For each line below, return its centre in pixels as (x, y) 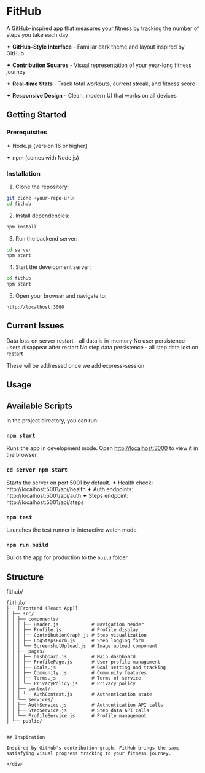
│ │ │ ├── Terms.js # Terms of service (74, 678)
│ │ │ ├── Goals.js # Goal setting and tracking (86, 667)
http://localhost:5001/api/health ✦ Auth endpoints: (70, 489)
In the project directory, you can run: (52, 421)
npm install (21, 227)
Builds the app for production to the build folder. (68, 557)
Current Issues (35, 326)
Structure (25, 577)
